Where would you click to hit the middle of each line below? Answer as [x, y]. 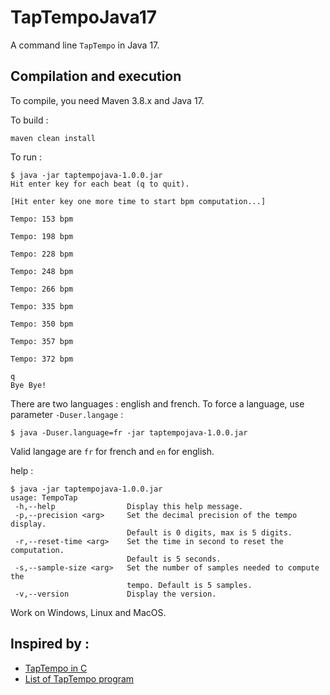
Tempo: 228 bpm [42, 254]
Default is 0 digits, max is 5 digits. [209, 532]
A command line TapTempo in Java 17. [85, 45]
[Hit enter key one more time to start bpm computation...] [138, 201]
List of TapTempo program [79, 678]
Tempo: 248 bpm [42, 271]
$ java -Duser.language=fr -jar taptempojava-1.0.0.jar [129, 432]
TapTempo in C [56, 668]
